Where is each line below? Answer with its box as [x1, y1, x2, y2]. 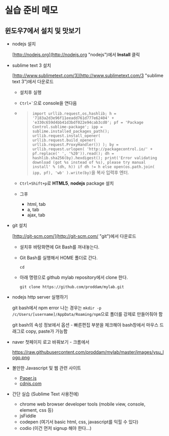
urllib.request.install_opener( [32, 133, 101, 138]
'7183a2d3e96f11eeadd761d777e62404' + [32, 116, 114, 121]
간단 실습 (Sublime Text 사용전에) [12, 391, 79, 397]
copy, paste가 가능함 [25, 328, 68, 334]
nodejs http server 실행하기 [12, 294, 68, 300]
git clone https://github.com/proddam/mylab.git [19, 284, 124, 289]
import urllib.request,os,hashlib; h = [32, 111, 117, 116]
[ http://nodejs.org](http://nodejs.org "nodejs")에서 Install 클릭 [12, 52, 140, 57]
